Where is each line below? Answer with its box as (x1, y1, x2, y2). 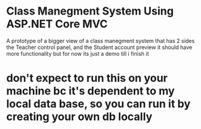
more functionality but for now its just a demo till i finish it (6, 50, 150, 57)
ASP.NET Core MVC (6, 17, 108, 31)
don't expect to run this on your (6, 71, 168, 85)
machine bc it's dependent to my (6, 84, 175, 98)
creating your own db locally (6, 110, 153, 124)
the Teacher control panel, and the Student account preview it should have (6, 44, 193, 51)
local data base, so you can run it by (6, 97, 191, 111)
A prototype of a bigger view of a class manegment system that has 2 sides (6, 37, 195, 44)
